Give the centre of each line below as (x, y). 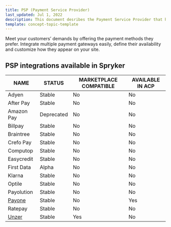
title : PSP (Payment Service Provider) (48, 10)
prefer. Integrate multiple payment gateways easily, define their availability (83, 44)
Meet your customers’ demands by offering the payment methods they (79, 39)
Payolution (20, 192)
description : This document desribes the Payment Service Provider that (84, 19)
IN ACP (146, 86)
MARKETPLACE (98, 80)
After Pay (19, 103)
